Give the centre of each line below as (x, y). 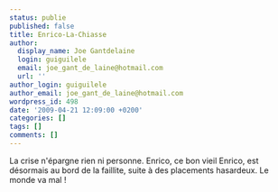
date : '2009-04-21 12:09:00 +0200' (76, 110)
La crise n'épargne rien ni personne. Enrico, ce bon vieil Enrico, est (134, 160)
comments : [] (34, 135)
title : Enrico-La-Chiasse (58, 34)
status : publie (38, 18)
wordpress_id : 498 (44, 101)
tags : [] (26, 127)
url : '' (32, 77)
